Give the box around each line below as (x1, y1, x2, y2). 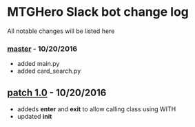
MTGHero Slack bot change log (7, 4, 189, 20)
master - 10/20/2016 (7, 44, 78, 54)
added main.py (17, 60, 60, 68)
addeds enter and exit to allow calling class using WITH (17, 105, 176, 113)
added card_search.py (17, 67, 81, 76)
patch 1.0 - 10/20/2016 (7, 86, 107, 98)
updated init (17, 113, 52, 121)
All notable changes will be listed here (7, 27, 115, 35)
